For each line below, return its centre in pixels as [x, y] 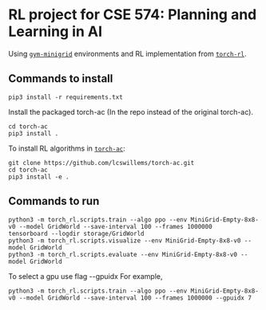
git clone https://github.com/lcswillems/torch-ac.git [101, 163]
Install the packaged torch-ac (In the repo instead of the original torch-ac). [131, 112]
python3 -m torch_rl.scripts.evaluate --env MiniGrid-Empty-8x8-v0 [123, 254]
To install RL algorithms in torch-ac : [67, 148]
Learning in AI [55, 31]
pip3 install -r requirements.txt [66, 97]
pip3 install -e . [39, 177]
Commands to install [61, 78]
